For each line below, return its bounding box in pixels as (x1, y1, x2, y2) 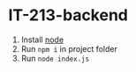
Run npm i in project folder (20, 43, 118, 54)
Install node (20, 34, 64, 45)
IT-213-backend (8, 5, 129, 25)
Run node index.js (20, 53, 90, 63)
